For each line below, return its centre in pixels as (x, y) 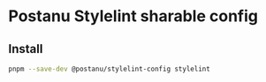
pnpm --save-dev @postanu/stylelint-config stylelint (110, 69)
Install (26, 49)
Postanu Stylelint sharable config (133, 16)
